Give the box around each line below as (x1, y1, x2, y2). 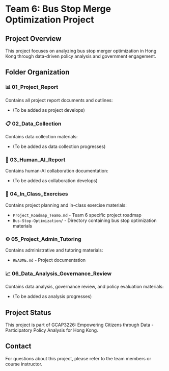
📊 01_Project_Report (5, 84, 59, 91)
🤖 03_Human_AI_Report (5, 156, 66, 163)
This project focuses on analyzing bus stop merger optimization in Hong (5, 48, 157, 54)
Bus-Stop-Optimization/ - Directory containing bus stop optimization (12, 217, 157, 224)
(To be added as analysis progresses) (12, 293, 92, 300)
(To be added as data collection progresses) (12, 143, 106, 150)
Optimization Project (5, 14, 94, 26)
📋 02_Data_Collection (5, 120, 62, 127)
